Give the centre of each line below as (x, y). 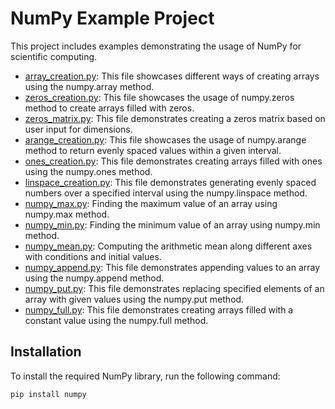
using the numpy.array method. (89, 86)
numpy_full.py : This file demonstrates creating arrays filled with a (159, 309)
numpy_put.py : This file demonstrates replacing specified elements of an (174, 288)
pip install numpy (48, 394)
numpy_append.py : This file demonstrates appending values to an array (172, 267)
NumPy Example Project (112, 18)
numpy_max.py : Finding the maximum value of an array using (151, 203)
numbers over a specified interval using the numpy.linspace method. (166, 193)
